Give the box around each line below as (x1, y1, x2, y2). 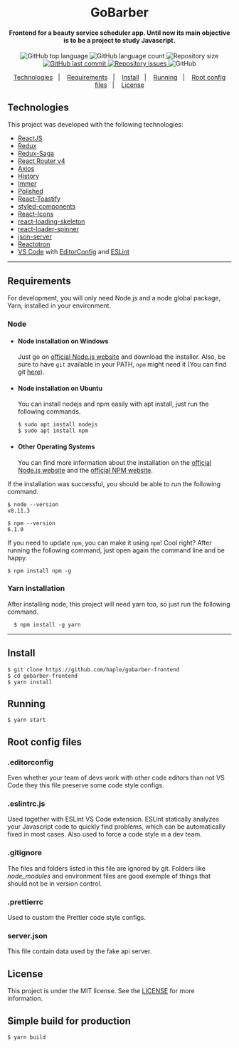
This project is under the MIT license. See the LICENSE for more (7, 987, 196, 995)
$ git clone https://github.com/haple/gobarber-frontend (7, 666, 180, 673)
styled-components (17, 202, 76, 211)
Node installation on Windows (17, 337, 109, 345)
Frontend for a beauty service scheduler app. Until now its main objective (9, 28, 230, 37)
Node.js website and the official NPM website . (17, 466, 153, 474)
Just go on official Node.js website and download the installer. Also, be (17, 352, 226, 361)
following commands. (17, 407, 81, 416)
